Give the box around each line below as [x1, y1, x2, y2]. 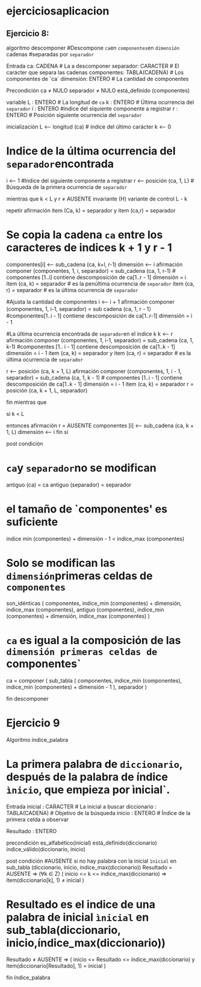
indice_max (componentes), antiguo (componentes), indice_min [6, 605, 164, 613]
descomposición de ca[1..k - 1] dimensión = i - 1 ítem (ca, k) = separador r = [6, 380, 194, 388]
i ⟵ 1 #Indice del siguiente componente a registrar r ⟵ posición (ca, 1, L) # [6, 177, 194, 184]
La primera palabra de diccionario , [6, 757, 183, 771]
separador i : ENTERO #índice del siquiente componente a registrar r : [6, 105, 178, 112]
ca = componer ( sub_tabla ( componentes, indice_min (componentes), [6, 677, 182, 684]
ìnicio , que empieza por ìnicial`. [6, 783, 170, 796]
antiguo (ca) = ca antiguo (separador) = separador [6, 481, 132, 488]
